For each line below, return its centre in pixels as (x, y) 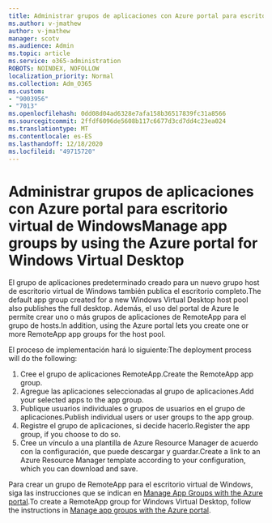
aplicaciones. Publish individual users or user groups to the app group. (137, 417)
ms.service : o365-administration (65, 62)
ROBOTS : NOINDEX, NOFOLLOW (54, 69)
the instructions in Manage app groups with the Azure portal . (110, 510)
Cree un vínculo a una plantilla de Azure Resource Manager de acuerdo (139, 443)
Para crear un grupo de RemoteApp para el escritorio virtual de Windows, (131, 485)
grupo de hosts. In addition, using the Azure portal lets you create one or (129, 325)
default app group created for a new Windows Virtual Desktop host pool (128, 300)
